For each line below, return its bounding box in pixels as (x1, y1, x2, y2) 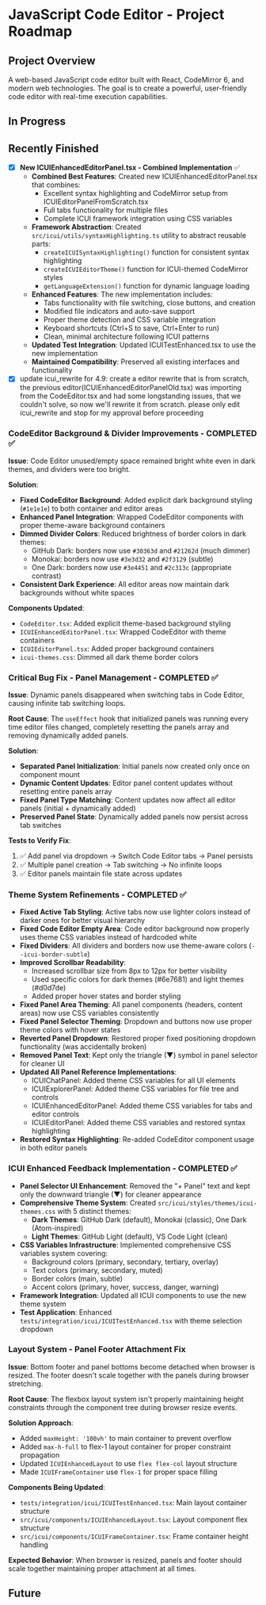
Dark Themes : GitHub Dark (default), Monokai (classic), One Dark (31, 1215, 247, 1224)
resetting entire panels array (19, 787, 112, 796)
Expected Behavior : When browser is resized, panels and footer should (8, 1555, 242, 1565)
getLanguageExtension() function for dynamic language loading (43, 282, 250, 291)
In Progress (8, 115, 66, 128)
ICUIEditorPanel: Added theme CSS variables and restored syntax (31, 1118, 246, 1128)
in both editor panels (19, 1143, 88, 1153)
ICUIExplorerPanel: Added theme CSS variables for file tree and (31, 1084, 239, 1094)
